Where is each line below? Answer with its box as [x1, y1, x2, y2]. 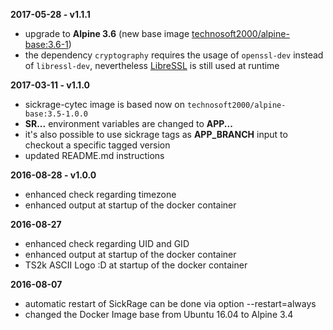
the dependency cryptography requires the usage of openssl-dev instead [24, 49, 324, 61]
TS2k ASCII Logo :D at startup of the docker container [24, 259, 248, 271]
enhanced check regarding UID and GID [24, 238, 190, 249]
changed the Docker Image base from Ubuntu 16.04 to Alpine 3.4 [24, 309, 294, 320]
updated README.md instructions [24, 150, 165, 161]
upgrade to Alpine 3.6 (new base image [24, 28, 190, 39]
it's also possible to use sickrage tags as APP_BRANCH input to [24, 129, 288, 140]
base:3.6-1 [24, 39, 69, 50]
